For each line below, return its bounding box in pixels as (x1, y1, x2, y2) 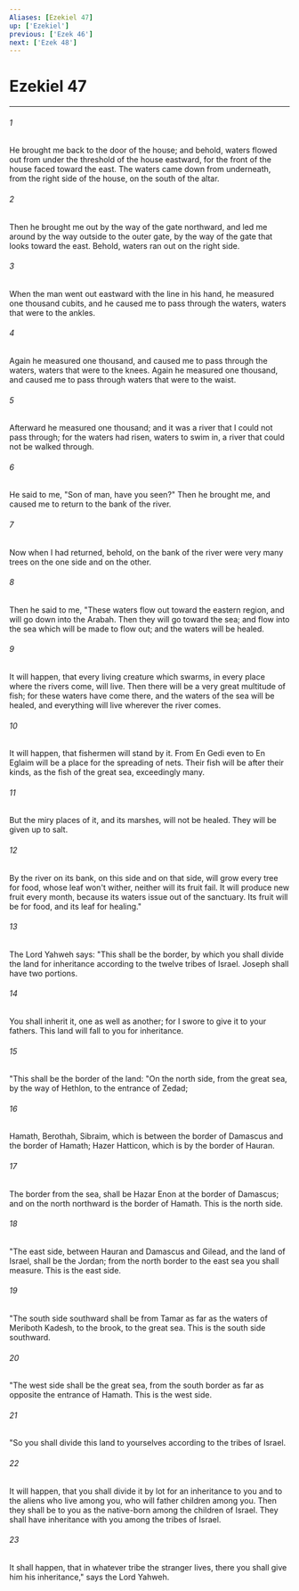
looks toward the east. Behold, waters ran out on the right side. (9, 240, 240, 251)
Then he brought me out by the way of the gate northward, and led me (9, 221, 268, 232)
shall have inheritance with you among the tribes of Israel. (9, 1513, 222, 1525)
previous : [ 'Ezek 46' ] (9, 29, 93, 38)
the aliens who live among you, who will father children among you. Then (9, 1495, 278, 1505)
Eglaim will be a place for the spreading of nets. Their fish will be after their (9, 757, 285, 768)
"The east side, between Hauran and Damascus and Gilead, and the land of (9, 1246, 287, 1257)
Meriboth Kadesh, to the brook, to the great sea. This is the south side (9, 1323, 266, 1333)
